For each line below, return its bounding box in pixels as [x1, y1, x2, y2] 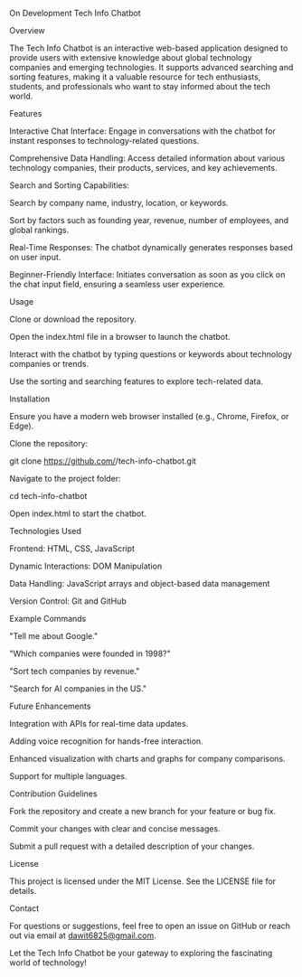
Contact [9, 903, 39, 914]
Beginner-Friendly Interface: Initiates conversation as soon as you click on [9, 269, 286, 279]
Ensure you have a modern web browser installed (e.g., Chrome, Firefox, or [9, 411, 289, 421]
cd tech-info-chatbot [9, 491, 88, 501]
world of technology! [9, 957, 88, 968]
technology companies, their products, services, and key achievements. [9, 163, 278, 173]
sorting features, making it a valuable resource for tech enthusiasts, [9, 71, 261, 82]
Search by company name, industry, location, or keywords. [9, 198, 229, 208]
